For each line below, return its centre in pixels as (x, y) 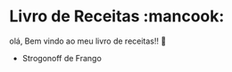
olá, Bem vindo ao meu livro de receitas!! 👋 (88, 41)
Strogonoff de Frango (62, 58)
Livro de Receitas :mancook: (117, 16)
